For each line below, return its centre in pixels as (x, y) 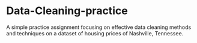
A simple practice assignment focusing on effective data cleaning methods (99, 27)
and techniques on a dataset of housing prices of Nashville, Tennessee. (95, 33)
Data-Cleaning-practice (67, 11)
